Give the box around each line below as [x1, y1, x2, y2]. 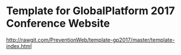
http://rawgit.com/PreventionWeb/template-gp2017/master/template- [6, 36, 175, 43]
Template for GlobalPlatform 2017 [6, 4, 175, 18]
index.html [6, 43, 32, 50]
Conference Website [6, 17, 110, 30]
